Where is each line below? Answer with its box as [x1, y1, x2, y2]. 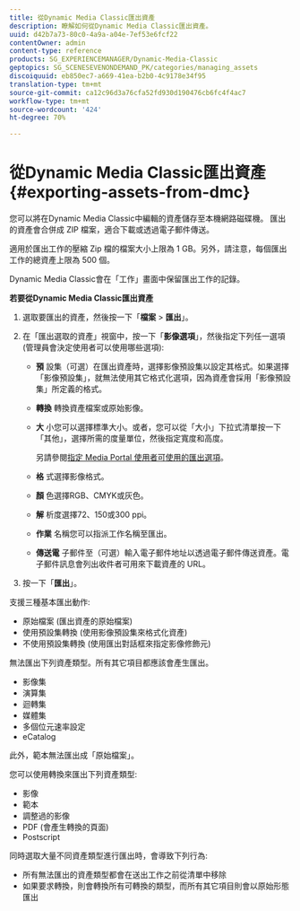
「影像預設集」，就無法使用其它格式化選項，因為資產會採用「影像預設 [35, 372, 291, 383]
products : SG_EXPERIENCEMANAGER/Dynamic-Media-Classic [9, 55, 219, 64]
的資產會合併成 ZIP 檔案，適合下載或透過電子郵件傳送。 [9, 224, 215, 235]
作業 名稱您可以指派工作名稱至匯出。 [35, 529, 172, 539]
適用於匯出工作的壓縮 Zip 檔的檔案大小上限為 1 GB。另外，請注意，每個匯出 [9, 243, 287, 254]
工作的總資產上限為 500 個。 [9, 255, 115, 266]
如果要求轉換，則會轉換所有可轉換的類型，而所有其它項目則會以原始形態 [21, 880, 289, 891]
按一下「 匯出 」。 [21, 578, 82, 589]
